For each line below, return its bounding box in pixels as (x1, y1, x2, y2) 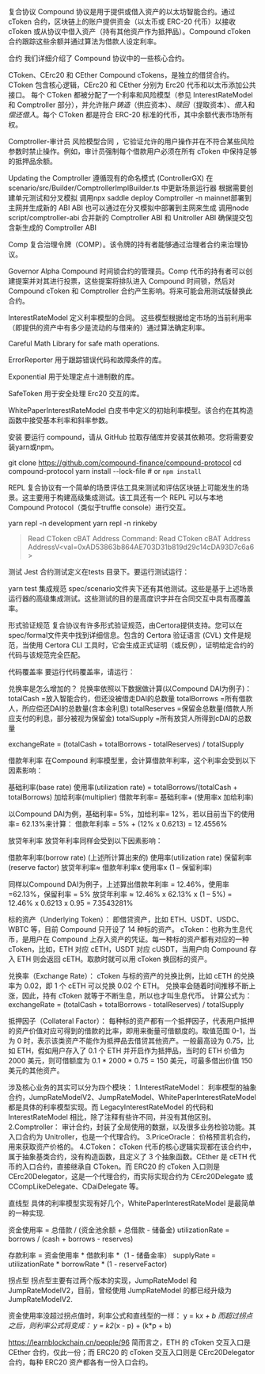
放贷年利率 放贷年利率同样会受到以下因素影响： (8, 836, 163, 845)
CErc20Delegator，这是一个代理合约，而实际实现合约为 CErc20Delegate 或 (8, 1172, 254, 1181)
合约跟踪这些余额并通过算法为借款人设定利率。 (8, 36, 161, 46)
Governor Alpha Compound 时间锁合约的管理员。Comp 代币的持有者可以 (8, 266, 246, 276)
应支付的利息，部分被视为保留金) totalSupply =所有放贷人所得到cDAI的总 (8, 714, 245, 723)
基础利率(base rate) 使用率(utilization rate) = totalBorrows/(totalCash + (8, 783, 238, 792)
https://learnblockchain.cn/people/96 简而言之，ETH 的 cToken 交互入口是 (8, 1338, 252, 1347)
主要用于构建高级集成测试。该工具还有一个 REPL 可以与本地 (28, 493, 224, 502)
